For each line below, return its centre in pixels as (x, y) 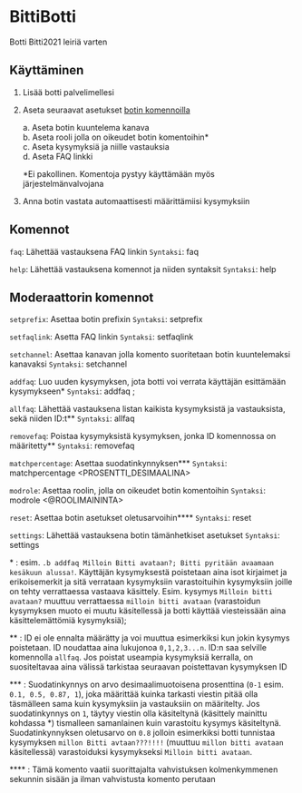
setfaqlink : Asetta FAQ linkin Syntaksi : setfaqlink (102, 337)
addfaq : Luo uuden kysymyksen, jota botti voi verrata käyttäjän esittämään (148, 382)
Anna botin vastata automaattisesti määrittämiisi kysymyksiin (136, 201)
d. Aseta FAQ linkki (58, 156)
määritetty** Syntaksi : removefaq (72, 445)
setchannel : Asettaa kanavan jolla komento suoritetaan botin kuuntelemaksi (150, 355)
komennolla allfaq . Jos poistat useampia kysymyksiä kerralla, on (132, 657)
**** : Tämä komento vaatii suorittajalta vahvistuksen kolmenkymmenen (144, 769)
